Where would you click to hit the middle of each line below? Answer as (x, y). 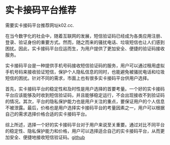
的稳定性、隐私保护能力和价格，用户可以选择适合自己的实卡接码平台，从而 (83, 131)
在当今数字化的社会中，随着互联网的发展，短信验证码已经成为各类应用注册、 (85, 36)
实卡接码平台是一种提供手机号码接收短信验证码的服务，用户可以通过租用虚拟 (85, 65)
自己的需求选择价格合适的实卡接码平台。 (47, 114)
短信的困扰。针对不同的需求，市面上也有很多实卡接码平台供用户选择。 (78, 78)
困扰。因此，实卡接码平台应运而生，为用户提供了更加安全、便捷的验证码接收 (85, 48)
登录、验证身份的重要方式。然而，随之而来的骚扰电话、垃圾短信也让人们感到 (85, 42)
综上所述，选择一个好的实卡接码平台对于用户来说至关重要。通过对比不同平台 (85, 124)
